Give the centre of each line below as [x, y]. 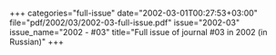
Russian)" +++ [36, 41]
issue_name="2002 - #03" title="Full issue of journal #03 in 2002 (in [138, 32]
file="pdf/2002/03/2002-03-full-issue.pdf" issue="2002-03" [124, 23]
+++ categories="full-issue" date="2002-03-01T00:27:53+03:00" [133, 13]
